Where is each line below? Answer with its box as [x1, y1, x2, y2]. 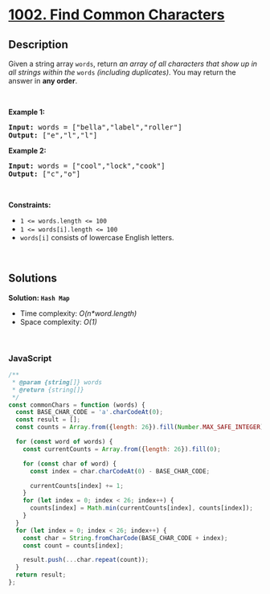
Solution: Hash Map [8, 293, 70, 302]
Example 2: [8, 146, 47, 155]
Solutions [8, 272, 58, 285]
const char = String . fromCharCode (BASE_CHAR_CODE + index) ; [22, 534, 228, 542]
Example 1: [8, 107, 46, 117]
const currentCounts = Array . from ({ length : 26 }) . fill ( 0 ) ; [22, 444, 221, 453]
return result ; [15, 571, 67, 580]
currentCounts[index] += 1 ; [29, 481, 125, 490]
